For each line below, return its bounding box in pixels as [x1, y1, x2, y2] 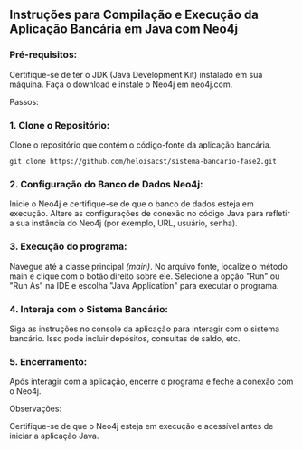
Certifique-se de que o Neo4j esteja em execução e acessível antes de [9, 421, 274, 432]
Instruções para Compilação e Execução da [9, 7, 260, 23]
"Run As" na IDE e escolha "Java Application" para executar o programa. [9, 280, 279, 291]
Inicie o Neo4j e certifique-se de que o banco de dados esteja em [9, 198, 255, 209]
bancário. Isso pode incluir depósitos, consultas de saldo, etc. [9, 332, 241, 343]
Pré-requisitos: [9, 49, 78, 62]
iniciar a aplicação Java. [9, 430, 99, 442]
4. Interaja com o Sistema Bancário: [9, 302, 169, 315]
